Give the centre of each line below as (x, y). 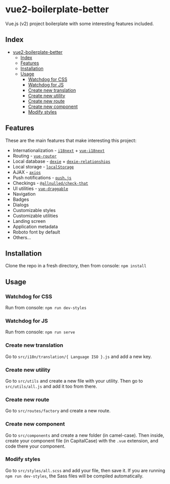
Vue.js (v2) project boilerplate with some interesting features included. (80, 24)
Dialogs (21, 205)
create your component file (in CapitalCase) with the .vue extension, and (82, 440)
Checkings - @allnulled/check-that (50, 183)
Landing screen (29, 221)
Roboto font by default (36, 232)
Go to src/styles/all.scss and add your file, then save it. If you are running (85, 470)
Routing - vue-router (35, 156)
